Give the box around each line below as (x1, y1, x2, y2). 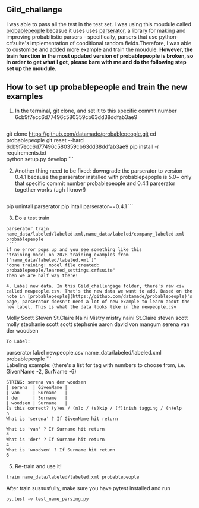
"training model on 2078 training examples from (6, 252, 129, 258)
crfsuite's (6, 39, 30, 46)
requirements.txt (6, 149, 47, 156)
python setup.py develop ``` (6, 155, 74, 162)
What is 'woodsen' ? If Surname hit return (6, 447, 116, 453)
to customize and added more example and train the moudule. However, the (6, 46, 193, 53)
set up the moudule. (6, 65, 57, 72)
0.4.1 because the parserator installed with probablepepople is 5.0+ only (14, 173, 192, 180)
